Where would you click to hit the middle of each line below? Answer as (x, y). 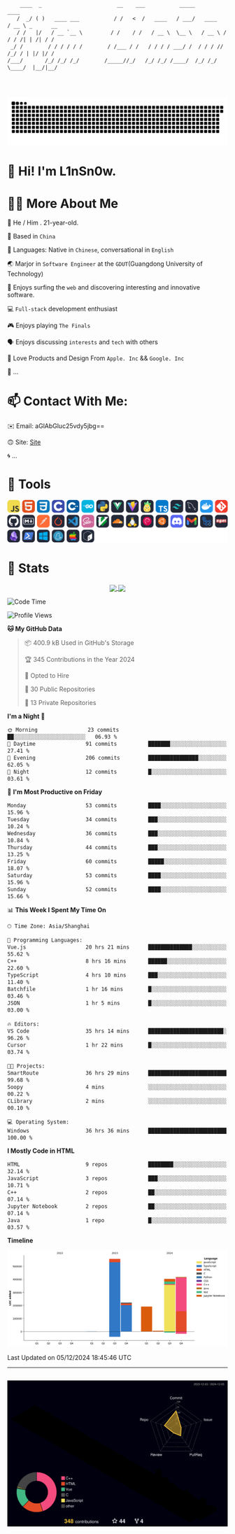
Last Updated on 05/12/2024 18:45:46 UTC (69, 1357)
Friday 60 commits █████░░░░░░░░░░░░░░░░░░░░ (117, 861)
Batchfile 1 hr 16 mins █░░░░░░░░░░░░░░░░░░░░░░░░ (117, 989)
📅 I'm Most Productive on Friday (55, 792)
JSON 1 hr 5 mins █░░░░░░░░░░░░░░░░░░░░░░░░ (117, 1003)
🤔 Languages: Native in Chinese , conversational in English (91, 250)
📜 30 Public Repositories (60, 689)
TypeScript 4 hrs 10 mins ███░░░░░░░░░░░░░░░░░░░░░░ (117, 975)
